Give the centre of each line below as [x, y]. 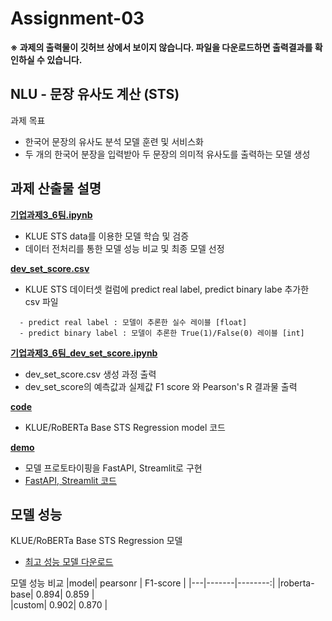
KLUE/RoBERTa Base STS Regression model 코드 [125, 427]
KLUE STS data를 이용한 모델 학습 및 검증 [107, 236]
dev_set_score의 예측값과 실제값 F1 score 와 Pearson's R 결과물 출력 [161, 386]
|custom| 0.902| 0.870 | [59, 605]
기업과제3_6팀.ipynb [51, 214]
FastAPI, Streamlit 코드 [70, 480]
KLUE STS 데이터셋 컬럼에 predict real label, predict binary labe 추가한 [167, 289]
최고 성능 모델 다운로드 [69, 562]
